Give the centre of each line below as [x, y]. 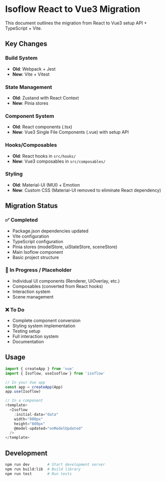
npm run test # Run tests [38, 474]
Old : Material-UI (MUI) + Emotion [46, 185]
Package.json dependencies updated [50, 231]
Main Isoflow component [38, 252]
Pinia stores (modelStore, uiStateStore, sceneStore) [65, 247]
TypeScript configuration [38, 241]
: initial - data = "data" [36, 414]
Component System [30, 116]
